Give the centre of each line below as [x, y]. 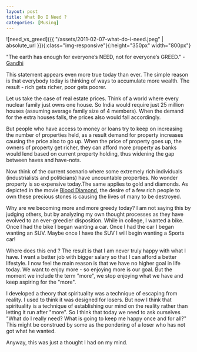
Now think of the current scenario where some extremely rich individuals [94, 172]
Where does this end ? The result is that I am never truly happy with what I [96, 251]
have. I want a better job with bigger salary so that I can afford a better [91, 257]
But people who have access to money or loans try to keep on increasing [94, 129]
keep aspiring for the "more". [41, 282]
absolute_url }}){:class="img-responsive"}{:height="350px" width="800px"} [98, 45]
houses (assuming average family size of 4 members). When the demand [95, 111]
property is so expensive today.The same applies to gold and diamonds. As [97, 184]
